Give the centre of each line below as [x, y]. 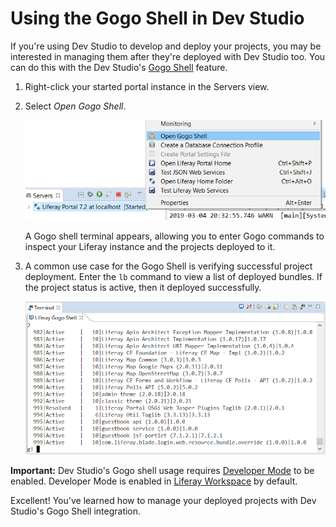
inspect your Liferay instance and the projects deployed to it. [150, 246]
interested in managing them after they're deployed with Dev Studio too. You [168, 56]
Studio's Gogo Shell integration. [76, 511]
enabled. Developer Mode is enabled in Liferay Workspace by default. [154, 481]
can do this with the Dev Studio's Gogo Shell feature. [119, 67]
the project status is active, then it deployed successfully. [143, 287]
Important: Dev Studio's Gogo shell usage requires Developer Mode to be [162, 471]
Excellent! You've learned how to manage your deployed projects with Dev [163, 501]
